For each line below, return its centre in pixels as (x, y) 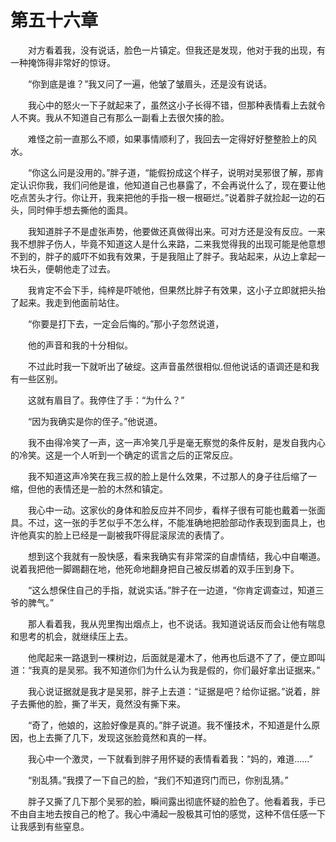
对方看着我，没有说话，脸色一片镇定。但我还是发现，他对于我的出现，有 (176, 50)
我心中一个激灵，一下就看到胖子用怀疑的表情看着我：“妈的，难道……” (170, 758)
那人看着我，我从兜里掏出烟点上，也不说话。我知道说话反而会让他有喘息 (176, 623)
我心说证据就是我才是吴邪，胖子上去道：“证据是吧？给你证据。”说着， (169, 691)
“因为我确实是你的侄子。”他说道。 (95, 421)
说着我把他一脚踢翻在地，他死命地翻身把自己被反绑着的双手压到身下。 (155, 568)
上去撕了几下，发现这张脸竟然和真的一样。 (124, 737)
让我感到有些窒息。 (50, 826)
